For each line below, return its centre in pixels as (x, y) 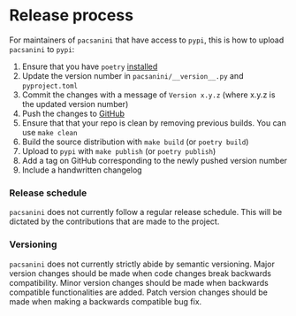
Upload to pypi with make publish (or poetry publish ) (119, 150)
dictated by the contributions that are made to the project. (114, 221)
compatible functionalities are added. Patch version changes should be (138, 292)
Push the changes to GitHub (73, 113)
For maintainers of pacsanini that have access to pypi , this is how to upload (147, 40)
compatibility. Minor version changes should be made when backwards (139, 282)
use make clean (49, 132)
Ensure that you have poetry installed (90, 66)
